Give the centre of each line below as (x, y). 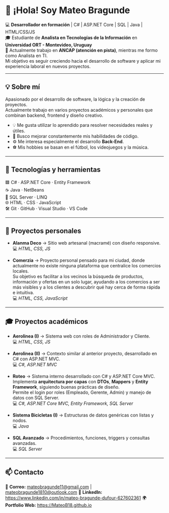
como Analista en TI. (26, 56)
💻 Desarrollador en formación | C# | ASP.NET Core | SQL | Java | (74, 24)
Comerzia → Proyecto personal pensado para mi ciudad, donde (78, 260)
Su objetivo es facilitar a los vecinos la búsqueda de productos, (78, 276)
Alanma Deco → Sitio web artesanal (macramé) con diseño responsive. (87, 243)
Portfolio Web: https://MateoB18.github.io (49, 505)
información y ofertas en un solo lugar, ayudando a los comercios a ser (86, 282)
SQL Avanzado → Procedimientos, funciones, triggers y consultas (81, 438)
